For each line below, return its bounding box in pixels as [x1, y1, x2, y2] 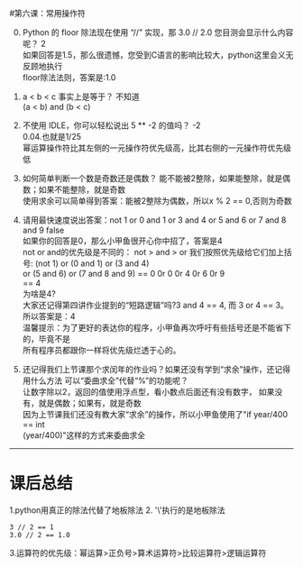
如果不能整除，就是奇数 [38, 184, 126, 195]
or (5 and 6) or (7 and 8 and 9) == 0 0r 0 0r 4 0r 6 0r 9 [22, 269, 225, 279]
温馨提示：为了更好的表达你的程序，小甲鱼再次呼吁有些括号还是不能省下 [22, 323, 291, 333]
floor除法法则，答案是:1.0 [22, 72, 116, 83]
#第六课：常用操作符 [9, 8, 86, 18]
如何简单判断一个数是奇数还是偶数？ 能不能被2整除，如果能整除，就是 [22, 173, 283, 183]
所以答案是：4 [22, 311, 76, 322]
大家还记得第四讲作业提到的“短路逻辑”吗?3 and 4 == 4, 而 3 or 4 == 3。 [22, 300, 289, 310]
